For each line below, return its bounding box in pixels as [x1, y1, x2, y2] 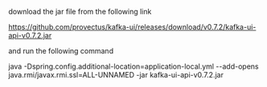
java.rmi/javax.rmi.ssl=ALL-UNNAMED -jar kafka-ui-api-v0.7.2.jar [8, 70, 224, 79]
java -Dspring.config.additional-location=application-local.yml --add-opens [8, 61, 259, 71]
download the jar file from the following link [8, 7, 152, 16]
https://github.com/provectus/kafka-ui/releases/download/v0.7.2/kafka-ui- [8, 22, 257, 31]
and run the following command [8, 46, 114, 55]
